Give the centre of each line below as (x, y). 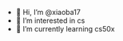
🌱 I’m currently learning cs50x (65, 29)
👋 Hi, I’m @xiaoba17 (48, 12)
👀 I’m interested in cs (50, 20)
